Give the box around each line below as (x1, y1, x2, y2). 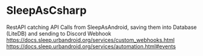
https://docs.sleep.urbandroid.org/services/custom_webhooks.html (6, 36, 175, 43)
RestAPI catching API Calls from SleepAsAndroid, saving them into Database (6, 23, 197, 31)
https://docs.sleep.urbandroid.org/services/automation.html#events (6, 43, 176, 50)
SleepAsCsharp (6, 4, 87, 17)
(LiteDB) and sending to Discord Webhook (6, 30, 111, 37)
